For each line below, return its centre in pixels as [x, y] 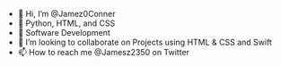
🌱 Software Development [64, 33]
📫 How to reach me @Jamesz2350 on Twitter [104, 52]
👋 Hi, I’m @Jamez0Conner [66, 14]
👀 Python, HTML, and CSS [66, 23]
